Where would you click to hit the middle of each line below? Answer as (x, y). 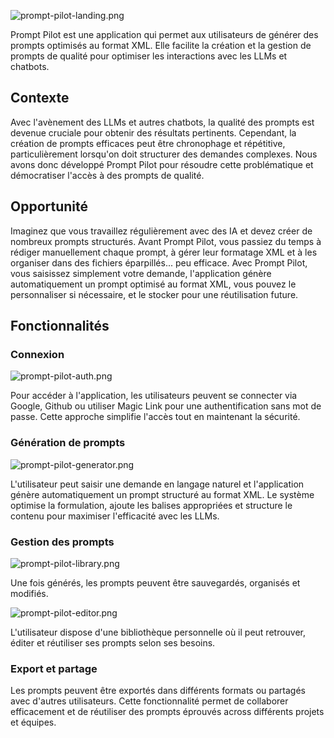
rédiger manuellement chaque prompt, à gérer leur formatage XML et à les (164, 252)
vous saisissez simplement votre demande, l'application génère (141, 273)
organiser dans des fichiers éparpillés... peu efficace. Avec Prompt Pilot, (159, 262)
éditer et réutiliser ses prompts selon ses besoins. (113, 642)
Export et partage (54, 668)
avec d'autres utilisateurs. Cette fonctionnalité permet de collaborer (149, 701)
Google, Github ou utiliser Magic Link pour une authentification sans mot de (166, 406)
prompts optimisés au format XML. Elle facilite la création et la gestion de (161, 45)
